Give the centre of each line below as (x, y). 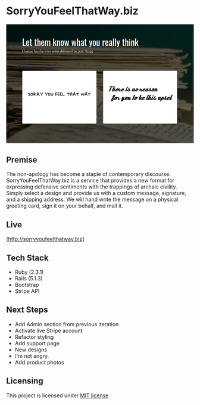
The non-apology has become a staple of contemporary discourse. (88, 174)
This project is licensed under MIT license (57, 395)
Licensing (25, 381)
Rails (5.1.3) (29, 279)
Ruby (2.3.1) (29, 272)
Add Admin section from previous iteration (67, 324)
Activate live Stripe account (49, 330)
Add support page (37, 343)
